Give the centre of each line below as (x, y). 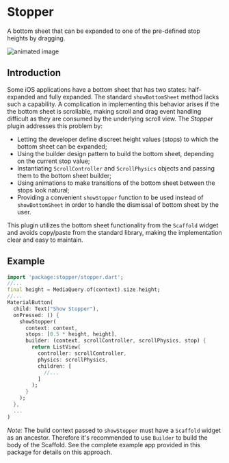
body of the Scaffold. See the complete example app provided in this (104, 445)
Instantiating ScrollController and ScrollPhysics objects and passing (116, 168)
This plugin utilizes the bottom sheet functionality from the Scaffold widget (113, 225)
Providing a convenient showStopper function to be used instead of (110, 197)
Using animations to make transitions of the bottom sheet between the (116, 183)
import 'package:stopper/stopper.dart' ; (66, 277)
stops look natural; (43, 190)
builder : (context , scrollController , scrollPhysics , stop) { (116, 341)
